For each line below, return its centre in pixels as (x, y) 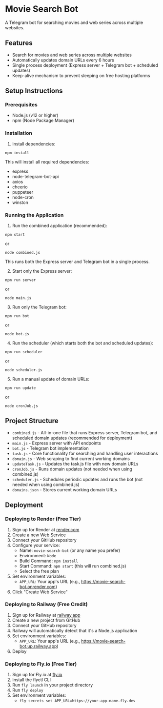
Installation (19, 133)
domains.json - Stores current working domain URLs (64, 489)
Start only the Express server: (42, 271)
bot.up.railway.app (38, 646)
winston (20, 202)
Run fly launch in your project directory (52, 685)
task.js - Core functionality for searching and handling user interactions (85, 453)
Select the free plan (39, 571)
